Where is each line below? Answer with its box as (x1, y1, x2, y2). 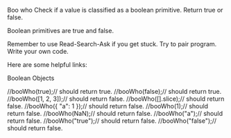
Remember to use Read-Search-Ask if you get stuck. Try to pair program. (7, 40, 217, 48)
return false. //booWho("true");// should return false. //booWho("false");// (7, 117, 217, 125)
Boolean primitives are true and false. (7, 27, 114, 34)
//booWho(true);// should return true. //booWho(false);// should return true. (7, 88, 222, 95)
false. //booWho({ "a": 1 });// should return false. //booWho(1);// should (7, 102, 209, 110)
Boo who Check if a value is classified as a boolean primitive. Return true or (7, 6, 223, 14)
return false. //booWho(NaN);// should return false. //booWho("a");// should (7, 110, 223, 117)
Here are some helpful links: (7, 61, 88, 68)
